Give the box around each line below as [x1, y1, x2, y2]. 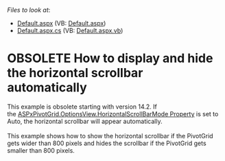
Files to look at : [7, 6, 51, 14]
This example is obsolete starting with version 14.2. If [7, 103, 158, 111]
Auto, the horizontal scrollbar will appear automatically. [7, 117, 163, 125]
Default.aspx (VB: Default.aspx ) [16, 19, 106, 27]
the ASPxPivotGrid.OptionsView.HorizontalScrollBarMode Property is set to [7, 109, 219, 118]
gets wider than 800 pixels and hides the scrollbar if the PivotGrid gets [7, 139, 207, 147]
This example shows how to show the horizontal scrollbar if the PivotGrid [7, 131, 214, 140]
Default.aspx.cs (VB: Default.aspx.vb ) [16, 27, 123, 34]
